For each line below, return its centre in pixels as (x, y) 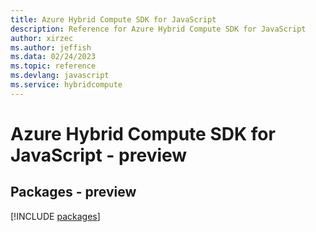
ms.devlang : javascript (60, 76)
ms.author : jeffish (51, 47)
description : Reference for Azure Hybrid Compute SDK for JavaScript (158, 29)
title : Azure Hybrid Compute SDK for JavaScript (113, 19)
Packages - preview (73, 192)
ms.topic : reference (53, 66)
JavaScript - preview (99, 155)
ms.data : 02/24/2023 (53, 57)
